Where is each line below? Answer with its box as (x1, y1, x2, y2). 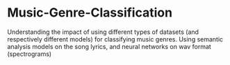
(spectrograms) (7, 50, 52, 58)
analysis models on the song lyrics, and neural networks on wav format (7, 42, 212, 50)
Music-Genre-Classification (7, 5, 172, 21)
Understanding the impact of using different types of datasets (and (7, 28, 199, 36)
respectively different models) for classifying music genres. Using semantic (7, 35, 224, 43)
